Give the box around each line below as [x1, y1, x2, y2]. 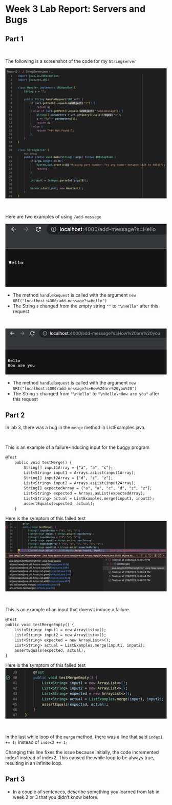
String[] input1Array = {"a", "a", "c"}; [24, 465, 114, 470]
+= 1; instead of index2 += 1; [5, 739, 68, 745]
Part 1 [5, 34, 24, 43]
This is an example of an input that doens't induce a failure [5, 607, 129, 613]
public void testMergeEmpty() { [5, 623, 74, 628]
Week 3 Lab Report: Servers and [5, 3, 146, 15]
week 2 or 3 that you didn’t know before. [12, 794, 99, 800]
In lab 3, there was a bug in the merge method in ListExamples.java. [5, 425, 146, 431]
